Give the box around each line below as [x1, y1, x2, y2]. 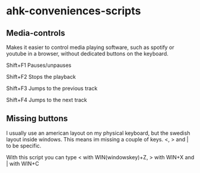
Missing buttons [6, 113, 68, 123]
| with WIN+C [6, 160, 39, 167]
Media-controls [6, 28, 66, 38]
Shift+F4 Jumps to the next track [6, 97, 88, 103]
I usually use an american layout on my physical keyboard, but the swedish [6, 129, 190, 137]
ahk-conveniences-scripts [6, 4, 141, 18]
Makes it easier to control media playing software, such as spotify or [6, 44, 175, 51]
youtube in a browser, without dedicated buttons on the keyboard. [6, 50, 169, 57]
